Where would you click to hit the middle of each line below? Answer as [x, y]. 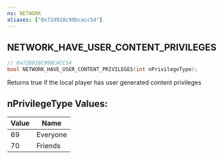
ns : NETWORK [24, 13]
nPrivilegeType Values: [58, 104]
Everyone [52, 134]
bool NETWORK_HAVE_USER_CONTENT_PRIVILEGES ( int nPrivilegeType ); [102, 70]
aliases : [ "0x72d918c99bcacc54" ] [55, 20]
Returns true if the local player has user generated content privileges [104, 83]
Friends [49, 145]
